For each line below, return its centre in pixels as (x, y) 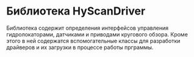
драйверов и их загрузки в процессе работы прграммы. (80, 47)
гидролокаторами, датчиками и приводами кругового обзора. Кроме (97, 34)
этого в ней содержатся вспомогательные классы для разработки (93, 41)
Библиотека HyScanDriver (76, 11)
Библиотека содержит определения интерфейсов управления (88, 28)
